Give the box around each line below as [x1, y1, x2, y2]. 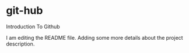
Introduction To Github [6, 23, 60, 30]
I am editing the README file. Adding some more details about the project [6, 34, 183, 41]
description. [6, 40, 35, 47]
